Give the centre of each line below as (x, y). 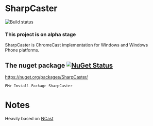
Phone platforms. (22, 50)
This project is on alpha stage (41, 34)
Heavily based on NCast (29, 118)
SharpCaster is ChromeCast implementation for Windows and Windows (76, 45)
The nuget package (35, 65)
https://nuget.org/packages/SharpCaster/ (47, 77)
